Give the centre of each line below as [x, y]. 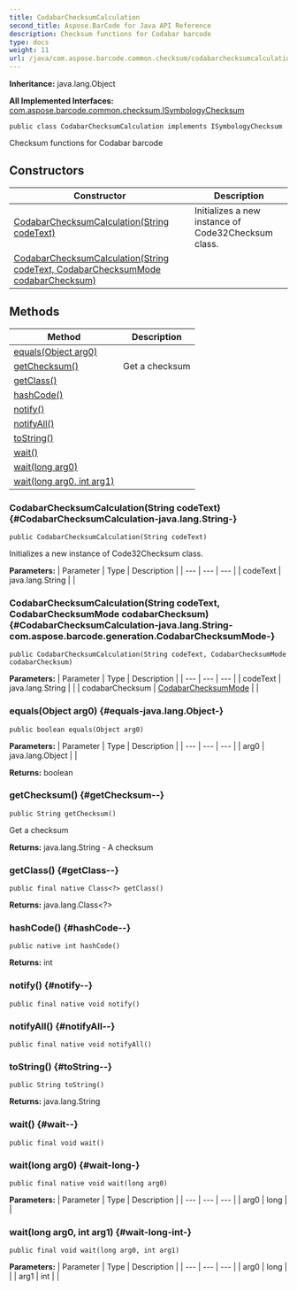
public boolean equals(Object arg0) [76, 730]
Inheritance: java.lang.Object [63, 84]
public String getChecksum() [63, 814]
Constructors [47, 170]
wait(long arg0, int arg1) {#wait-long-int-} [101, 1232]
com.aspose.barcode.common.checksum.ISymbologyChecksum [127, 110]
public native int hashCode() [65, 946]
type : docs [29, 42]
